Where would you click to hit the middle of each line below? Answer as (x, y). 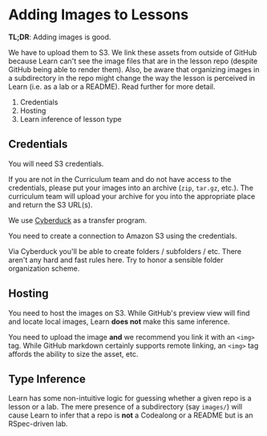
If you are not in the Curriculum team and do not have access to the (120, 179)
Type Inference (47, 379)
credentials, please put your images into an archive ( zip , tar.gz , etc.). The (131, 188)
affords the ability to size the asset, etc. (73, 353)
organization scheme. (44, 268)
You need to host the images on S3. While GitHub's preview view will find (129, 313)
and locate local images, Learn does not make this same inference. (119, 321)
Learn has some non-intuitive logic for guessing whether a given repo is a (130, 398)
